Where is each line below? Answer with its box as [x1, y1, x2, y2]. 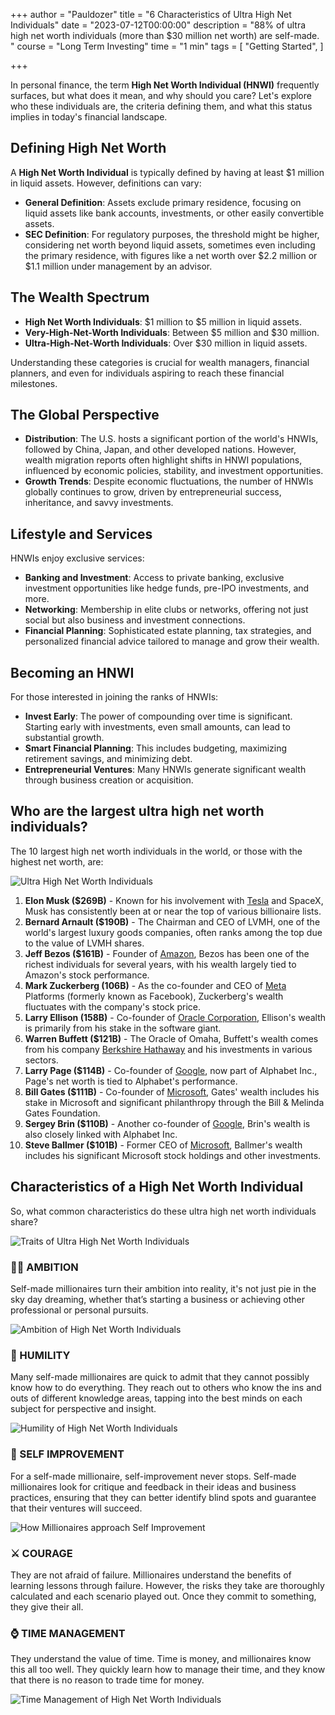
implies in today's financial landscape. [10, 111, 168, 123]
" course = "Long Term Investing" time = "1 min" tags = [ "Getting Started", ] [10, 40, 324, 52]
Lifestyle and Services [10, 525, 153, 543]
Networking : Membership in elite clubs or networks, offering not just [24, 604, 309, 616]
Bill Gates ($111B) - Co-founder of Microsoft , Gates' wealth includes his [24, 1085, 320, 1098]
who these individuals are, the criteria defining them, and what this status [10, 100, 313, 112]
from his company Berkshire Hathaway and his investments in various [24, 1043, 313, 1055]
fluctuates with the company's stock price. [24, 1000, 201, 1013]
